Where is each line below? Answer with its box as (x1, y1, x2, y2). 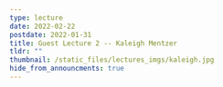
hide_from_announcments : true (9, 64, 125, 73)
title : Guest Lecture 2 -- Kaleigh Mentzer (9, 38, 178, 48)
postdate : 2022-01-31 (9, 30, 92, 39)
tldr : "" (9, 47, 43, 56)
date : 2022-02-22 (9, 22, 76, 31)
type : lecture (9, 13, 64, 23)
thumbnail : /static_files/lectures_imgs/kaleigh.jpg (9, 55, 215, 64)
